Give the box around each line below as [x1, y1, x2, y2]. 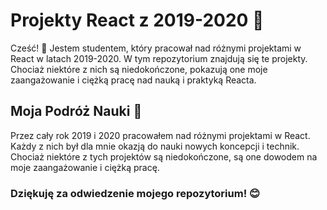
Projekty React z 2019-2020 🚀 [10, 9, 265, 32]
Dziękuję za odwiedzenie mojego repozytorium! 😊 [10, 186, 261, 200]
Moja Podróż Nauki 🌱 [10, 103, 143, 120]
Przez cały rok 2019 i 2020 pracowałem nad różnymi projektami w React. [10, 129, 311, 141]
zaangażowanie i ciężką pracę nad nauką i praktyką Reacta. [10, 74, 257, 86]
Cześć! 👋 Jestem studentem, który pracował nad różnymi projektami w [10, 42, 302, 54]
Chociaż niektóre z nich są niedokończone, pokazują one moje [10, 63, 268, 75]
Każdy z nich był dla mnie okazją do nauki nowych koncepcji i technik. [10, 140, 300, 152]
